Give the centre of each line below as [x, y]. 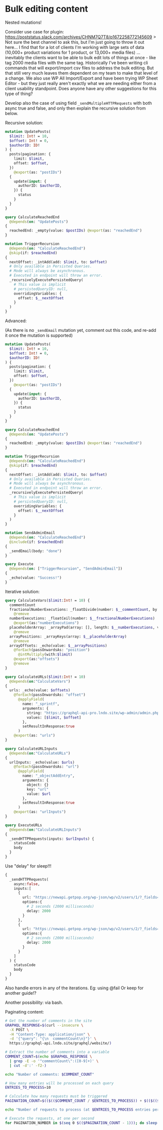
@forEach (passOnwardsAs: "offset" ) [50, 695]
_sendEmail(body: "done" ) [36, 551]
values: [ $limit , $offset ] [54, 717]
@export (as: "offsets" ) [37, 659]
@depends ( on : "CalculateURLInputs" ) [45, 830]
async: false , [27, 884]
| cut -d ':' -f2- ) [28, 1065]
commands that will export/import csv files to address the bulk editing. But [80, 68]
